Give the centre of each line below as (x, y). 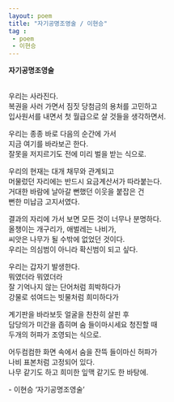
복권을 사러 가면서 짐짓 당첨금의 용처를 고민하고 (83, 106)
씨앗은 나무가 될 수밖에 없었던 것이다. (67, 240)
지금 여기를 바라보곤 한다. (49, 144)
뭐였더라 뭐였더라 (36, 277)
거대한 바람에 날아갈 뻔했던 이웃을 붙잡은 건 (76, 192)
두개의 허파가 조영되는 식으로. (55, 335)
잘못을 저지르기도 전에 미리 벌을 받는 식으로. (78, 154)
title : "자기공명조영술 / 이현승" (58, 24)
